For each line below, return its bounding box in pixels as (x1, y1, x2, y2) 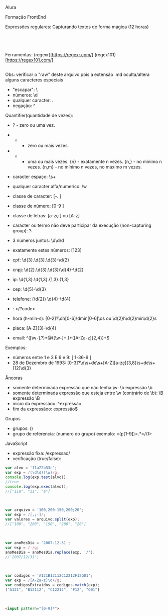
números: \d (12, 92, 38, 98)
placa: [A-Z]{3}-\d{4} (12, 325, 57, 331)
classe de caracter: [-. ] (12, 193, 62, 199)
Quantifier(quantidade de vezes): (5, 113, 74, 119)
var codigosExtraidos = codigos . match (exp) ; (5, 583, 100, 588)
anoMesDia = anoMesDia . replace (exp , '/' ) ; (5, 550, 95, 555)
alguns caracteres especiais (5, 77, 64, 83)
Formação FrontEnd (5, 14, 46, 20)
